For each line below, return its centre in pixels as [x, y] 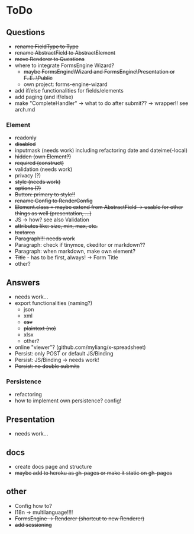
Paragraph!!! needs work [45, 239]
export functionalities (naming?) [54, 303]
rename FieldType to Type [46, 46]
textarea [25, 233]
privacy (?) [28, 176]
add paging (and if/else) [44, 97]
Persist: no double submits [47, 366]
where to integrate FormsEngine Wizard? [64, 65]
